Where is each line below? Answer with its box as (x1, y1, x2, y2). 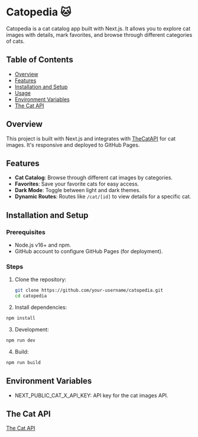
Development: (14, 326, 49, 333)
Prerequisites (6, 228, 46, 236)
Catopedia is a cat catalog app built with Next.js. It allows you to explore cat (6, 25, 191, 32)
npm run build (6, 359, 41, 365)
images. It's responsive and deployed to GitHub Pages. (6, 141, 140, 148)
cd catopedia (14, 293, 47, 299)
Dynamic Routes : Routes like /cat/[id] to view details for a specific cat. (14, 193, 191, 200)
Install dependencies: (14, 304, 67, 311)
